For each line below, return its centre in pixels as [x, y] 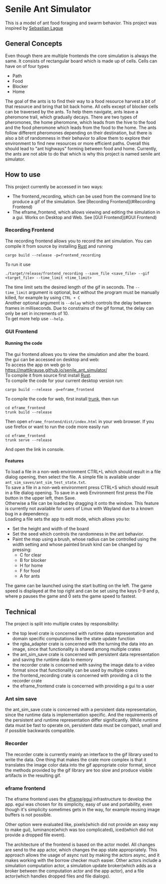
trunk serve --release [28, 440]
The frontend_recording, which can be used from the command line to [84, 196]
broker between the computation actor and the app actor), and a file [75, 871]
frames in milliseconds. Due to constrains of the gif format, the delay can [80, 308]
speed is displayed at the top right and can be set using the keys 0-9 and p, [82, 591]
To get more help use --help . [35, 319]
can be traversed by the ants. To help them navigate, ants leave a [72, 111]
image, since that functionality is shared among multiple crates [76, 649]
